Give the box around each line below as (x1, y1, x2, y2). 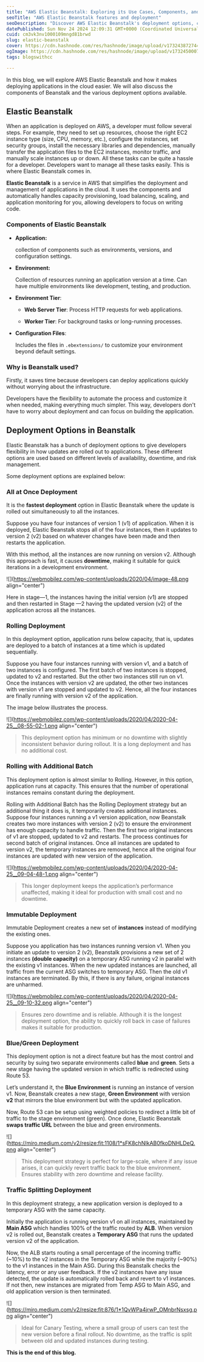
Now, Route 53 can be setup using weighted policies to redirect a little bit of (6, 1108, 195, 1116)
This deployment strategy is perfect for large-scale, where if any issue (21, 1157, 197, 1165)
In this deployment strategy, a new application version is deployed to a (6, 1199, 183, 1207)
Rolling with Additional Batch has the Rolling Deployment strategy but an (6, 801, 187, 808)
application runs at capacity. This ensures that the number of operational (6, 782, 189, 790)
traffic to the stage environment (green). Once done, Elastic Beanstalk (6, 1115, 181, 1122)
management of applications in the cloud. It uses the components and (6, 186, 182, 193)
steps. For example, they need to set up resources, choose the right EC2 (6, 129, 188, 137)
